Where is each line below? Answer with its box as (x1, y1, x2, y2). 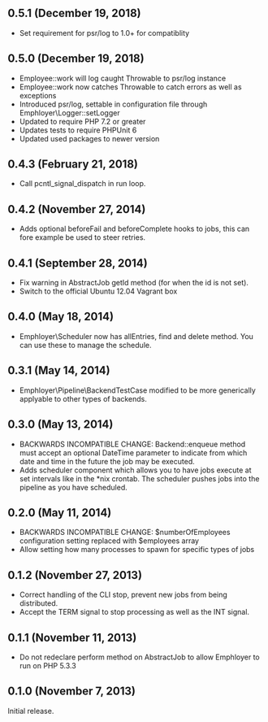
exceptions (19, 90, 57, 100)
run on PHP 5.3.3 (19, 660, 76, 670)
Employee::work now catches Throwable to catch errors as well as (19, 81, 242, 92)
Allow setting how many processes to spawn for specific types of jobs (19, 545, 255, 555)
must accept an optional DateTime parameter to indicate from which (19, 447, 248, 458)
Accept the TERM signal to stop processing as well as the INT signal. (19, 607, 249, 617)
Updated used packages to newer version (19, 133, 160, 143)
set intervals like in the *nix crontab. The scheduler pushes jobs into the (19, 473, 260, 483)
